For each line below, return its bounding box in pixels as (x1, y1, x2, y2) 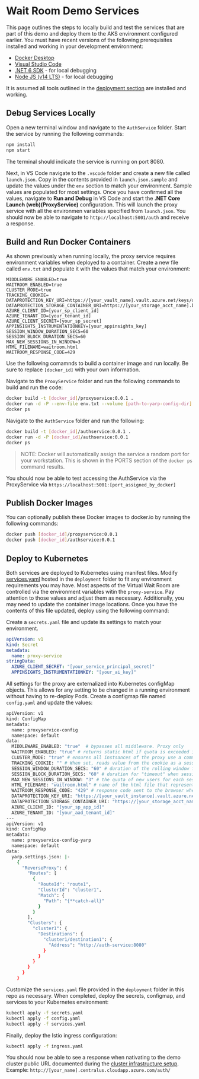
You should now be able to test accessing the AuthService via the (6, 475, 166, 482)
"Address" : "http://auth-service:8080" (48, 942, 147, 948)
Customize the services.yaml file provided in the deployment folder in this (6, 986, 185, 993)
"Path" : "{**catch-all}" (43, 897, 105, 904)
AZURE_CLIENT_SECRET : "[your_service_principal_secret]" (11, 664, 155, 670)
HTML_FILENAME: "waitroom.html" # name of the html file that (11, 782, 168, 788)
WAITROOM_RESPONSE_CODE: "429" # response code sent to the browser (11, 788, 184, 794)
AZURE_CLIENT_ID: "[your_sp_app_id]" (11, 804, 105, 810)
